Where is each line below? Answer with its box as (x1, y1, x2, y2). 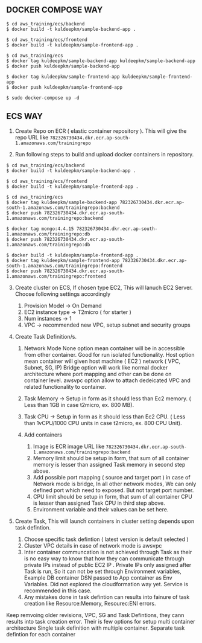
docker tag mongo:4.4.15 (11, 226, 74, 232)
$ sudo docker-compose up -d (6, 95, 80, 101)
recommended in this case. (24, 587, 92, 594)
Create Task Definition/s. (14, 333, 77, 340)
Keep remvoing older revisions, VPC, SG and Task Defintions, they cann (6, 611, 185, 618)
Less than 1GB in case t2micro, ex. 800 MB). (24, 401, 134, 408)
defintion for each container (6, 630, 76, 638)
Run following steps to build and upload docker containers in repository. (14, 150, 194, 158)
